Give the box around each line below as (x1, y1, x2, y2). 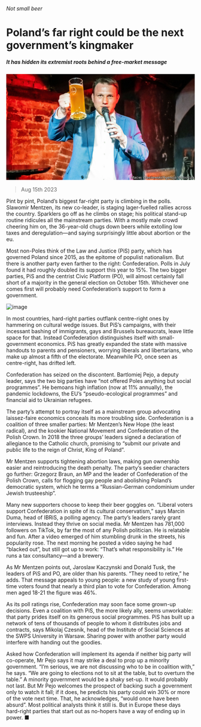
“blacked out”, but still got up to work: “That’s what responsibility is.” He (6, 546, 183, 553)
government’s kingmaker (6, 38, 134, 52)
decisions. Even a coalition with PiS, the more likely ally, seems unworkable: (6, 607, 193, 615)
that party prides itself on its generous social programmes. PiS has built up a (6, 613, 195, 620)
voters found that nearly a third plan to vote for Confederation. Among (18, 583, 191, 590)
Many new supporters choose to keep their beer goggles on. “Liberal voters (6, 501, 193, 509)
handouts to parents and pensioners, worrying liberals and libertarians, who (6, 347, 193, 354)
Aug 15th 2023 (20, 186, 57, 193)
